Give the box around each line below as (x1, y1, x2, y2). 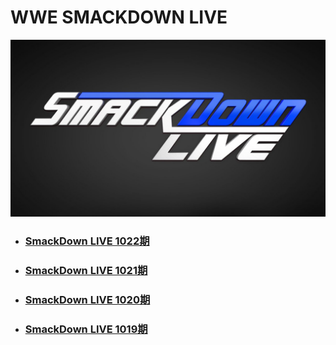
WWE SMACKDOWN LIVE (10, 6, 228, 29)
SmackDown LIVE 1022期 (24, 234, 150, 248)
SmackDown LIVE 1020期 (24, 293, 151, 307)
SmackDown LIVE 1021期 (24, 264, 148, 278)
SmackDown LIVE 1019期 (24, 322, 148, 336)
